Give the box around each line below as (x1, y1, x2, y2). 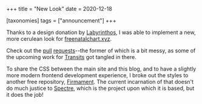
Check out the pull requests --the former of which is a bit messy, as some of (6, 47, 196, 54)
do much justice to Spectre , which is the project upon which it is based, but (6, 85, 195, 92)
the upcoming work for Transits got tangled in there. (6, 54, 136, 60)
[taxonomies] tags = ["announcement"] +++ (6, 17, 116, 24)
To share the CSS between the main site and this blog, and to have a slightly (6, 65, 197, 72)
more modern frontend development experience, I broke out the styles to (6, 72, 189, 78)
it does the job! (6, 91, 44, 98)
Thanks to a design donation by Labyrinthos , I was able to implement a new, (6, 29, 196, 36)
